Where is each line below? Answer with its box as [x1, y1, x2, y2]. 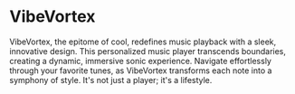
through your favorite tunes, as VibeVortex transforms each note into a [9, 65, 272, 76]
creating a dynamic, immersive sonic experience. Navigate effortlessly [9, 55, 271, 66]
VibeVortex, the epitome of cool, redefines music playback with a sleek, [9, 36, 277, 47]
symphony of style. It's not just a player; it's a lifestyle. [9, 74, 213, 85]
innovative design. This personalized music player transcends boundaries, [9, 45, 287, 56]
